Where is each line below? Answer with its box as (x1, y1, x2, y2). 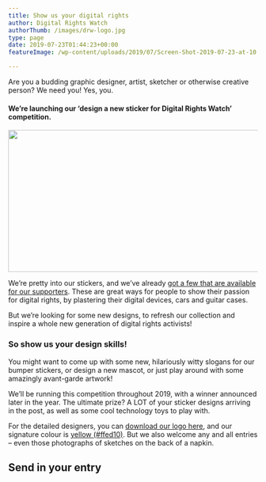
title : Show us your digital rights (8, 11, 129, 20)
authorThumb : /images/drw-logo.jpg (8, 26, 126, 34)
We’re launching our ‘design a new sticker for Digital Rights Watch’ (8, 104, 232, 113)
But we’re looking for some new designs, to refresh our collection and (8, 310, 235, 321)
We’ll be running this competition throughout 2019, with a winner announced (8, 389, 257, 398)
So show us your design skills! (8, 339, 127, 350)
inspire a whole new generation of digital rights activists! (8, 319, 192, 328)
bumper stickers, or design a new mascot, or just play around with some (8, 365, 244, 374)
